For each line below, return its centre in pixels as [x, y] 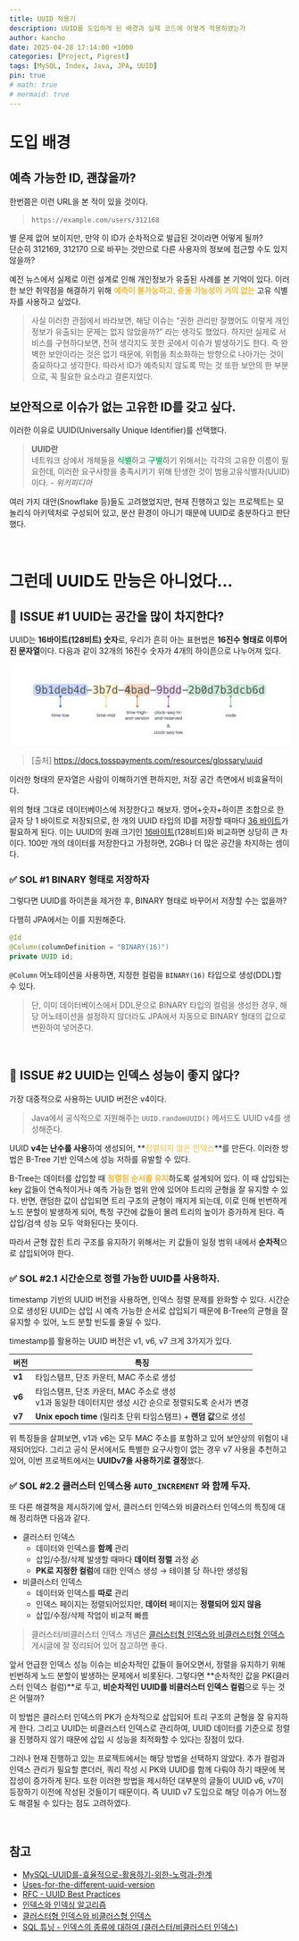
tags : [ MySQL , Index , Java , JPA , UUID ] [83, 66]
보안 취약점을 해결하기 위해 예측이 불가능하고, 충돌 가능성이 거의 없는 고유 [145, 290]
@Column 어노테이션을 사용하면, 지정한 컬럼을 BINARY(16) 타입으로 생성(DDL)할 [145, 975]
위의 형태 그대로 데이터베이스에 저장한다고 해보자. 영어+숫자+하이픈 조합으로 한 [146, 810]
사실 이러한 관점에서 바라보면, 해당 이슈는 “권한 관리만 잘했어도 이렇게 [152, 320]
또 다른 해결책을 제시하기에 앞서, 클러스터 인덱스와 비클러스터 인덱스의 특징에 [143, 1507]
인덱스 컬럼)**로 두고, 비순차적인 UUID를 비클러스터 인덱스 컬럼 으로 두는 [151, 1687]
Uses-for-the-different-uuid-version [88, 1885]
